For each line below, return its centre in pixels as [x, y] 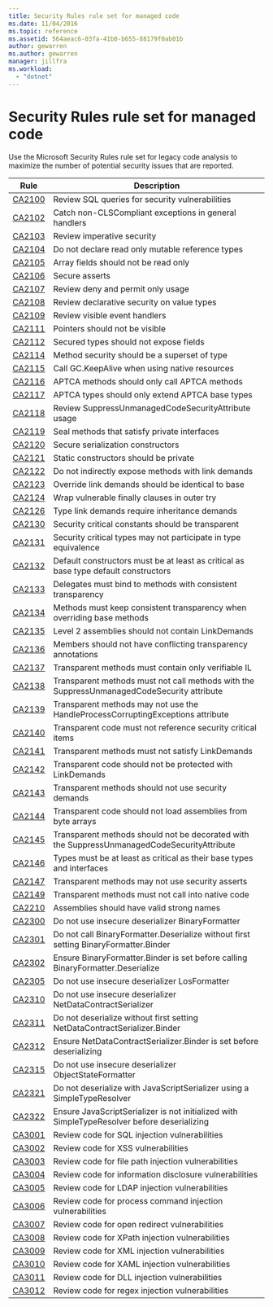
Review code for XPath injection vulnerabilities [141, 1237]
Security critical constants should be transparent [146, 524]
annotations [76, 654]
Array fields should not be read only [121, 262]
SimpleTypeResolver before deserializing [131, 1121]
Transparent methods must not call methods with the [153, 681]
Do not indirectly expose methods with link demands [153, 471]
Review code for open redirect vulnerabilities [138, 1224]
